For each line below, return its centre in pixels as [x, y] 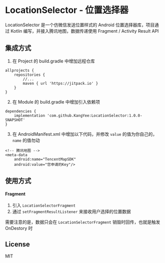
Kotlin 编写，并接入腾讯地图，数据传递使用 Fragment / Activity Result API [85, 31]
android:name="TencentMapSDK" [45, 159]
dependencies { [21, 111]
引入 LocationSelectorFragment [44, 206]
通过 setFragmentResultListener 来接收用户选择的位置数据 [71, 211]
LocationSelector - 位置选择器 [67, 10]
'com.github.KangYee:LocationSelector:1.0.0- [95, 115]
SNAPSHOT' [15, 120]
